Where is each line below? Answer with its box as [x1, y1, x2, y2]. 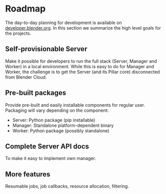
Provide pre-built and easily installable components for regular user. [5, 102, 145, 108]
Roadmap [5, 3, 46, 15]
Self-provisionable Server [5, 45, 87, 53]
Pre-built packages [5, 89, 66, 97]
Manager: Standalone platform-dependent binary [12, 122, 114, 128]
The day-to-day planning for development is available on [5, 20, 122, 26]
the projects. [5, 30, 31, 36]
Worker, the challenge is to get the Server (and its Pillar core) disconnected [5, 69, 160, 75]
